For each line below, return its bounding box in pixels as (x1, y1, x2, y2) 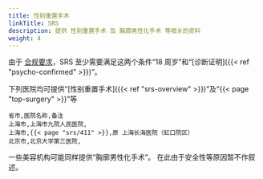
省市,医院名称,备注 (8, 112, 64, 120)
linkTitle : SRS (8, 19, 59, 27)
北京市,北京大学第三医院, (8, 137, 82, 145)
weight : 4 (8, 34, 42, 43)
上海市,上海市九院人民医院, (8, 120, 88, 128)
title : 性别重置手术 (8, 11, 70, 20)
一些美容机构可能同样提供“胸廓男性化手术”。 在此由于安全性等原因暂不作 (8, 153, 249, 162)
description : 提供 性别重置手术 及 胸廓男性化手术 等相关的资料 (8, 26, 201, 35)
